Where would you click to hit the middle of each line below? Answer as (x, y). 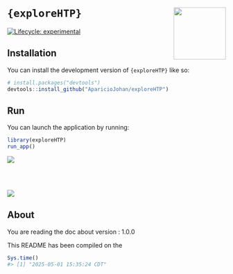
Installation (32, 53)
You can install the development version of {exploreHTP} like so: (98, 70)
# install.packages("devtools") (54, 83)
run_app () (21, 147)
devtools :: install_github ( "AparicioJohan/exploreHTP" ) (88, 89)
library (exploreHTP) (37, 140)
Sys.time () (23, 258)
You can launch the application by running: (68, 128)
